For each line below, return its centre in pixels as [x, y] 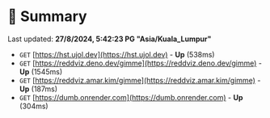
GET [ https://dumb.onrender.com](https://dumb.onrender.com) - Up [131, 97]
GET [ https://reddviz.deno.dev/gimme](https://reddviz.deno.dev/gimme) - [141, 63]
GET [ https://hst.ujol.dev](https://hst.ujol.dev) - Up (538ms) [117, 54]
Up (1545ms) [41, 71]
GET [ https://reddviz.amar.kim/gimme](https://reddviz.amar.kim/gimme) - [140, 80]
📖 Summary [47, 17]
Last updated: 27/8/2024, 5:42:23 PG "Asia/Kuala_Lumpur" [110, 39]
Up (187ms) [38, 89]
